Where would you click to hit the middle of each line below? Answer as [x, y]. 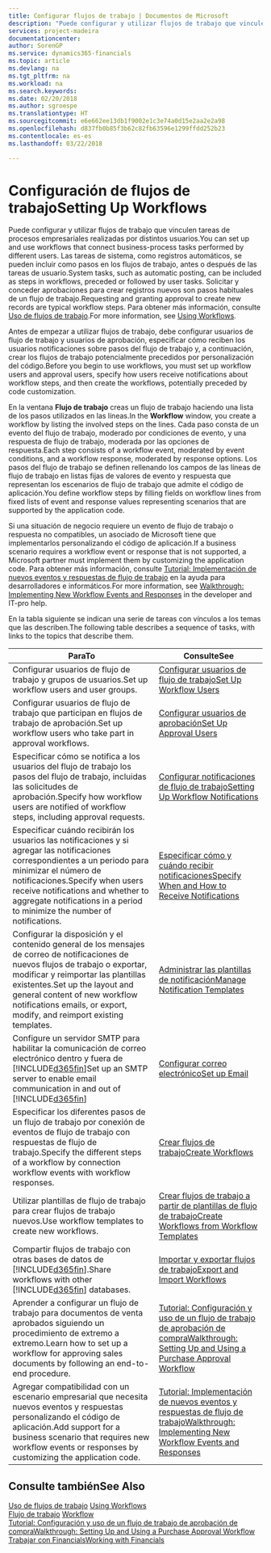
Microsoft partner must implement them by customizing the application [126, 560]
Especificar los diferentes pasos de [79, 1112]
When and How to [193, 886]
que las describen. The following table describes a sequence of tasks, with [132, 628]
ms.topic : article [39, 61]
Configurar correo [193, 1063]
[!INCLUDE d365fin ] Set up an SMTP [80, 1069]
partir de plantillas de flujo [208, 1206]
